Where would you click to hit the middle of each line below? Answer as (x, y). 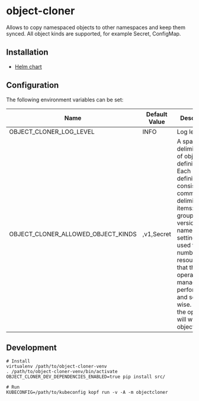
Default (157, 114)
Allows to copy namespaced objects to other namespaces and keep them (96, 27)
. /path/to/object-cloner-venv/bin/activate (62, 372)
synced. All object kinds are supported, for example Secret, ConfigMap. (94, 33)
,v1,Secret (157, 234)
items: (185, 208)
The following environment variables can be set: (65, 100)
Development (32, 347)
